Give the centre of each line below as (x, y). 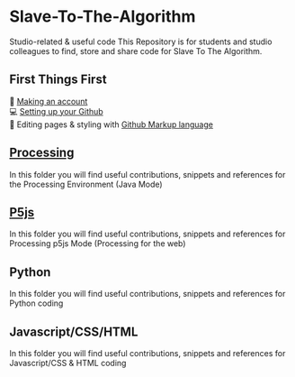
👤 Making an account (49, 101)
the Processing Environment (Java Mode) (86, 184)
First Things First (58, 80)
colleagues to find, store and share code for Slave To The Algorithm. (136, 51)
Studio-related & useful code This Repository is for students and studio (141, 41)
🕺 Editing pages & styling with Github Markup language (112, 124)
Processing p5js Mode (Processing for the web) (98, 244)
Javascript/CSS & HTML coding (68, 363)
